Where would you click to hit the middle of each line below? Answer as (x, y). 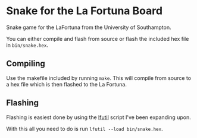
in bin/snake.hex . (27, 45)
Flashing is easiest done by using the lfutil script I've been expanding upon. (99, 117)
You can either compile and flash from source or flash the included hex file (98, 38)
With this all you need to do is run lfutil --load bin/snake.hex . (85, 129)
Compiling (26, 64)
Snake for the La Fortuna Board (84, 11)
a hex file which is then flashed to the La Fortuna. (66, 84)
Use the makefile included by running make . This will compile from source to (99, 78)
